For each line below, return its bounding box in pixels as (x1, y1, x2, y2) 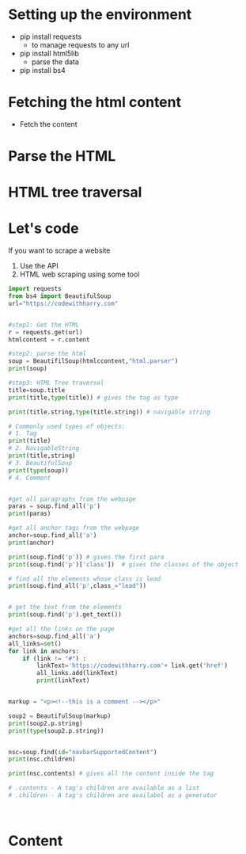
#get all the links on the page (8, 625, 115, 633)
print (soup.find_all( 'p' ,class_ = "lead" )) (8, 582, 147, 590)
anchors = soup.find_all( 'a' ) (8, 632, 101, 640)
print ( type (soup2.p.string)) (8, 726, 104, 734)
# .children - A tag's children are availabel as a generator (8, 791, 218, 799)
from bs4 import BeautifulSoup (8, 292, 112, 300)
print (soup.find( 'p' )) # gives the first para (8, 553, 165, 561)
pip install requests (19, 32, 81, 41)
